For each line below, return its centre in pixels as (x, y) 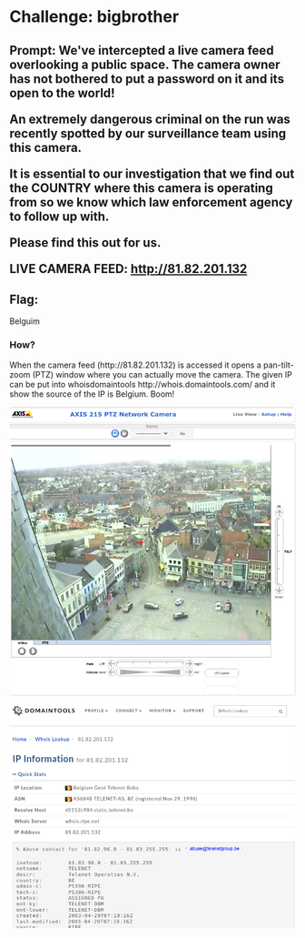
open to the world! (62, 93)
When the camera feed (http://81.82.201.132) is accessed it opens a (135, 365)
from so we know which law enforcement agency (151, 202)
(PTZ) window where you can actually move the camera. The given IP (162, 374)
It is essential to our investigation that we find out (152, 173)
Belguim (25, 321)
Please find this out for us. (85, 242)
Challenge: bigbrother (94, 17)
